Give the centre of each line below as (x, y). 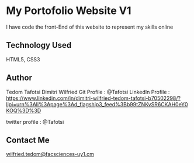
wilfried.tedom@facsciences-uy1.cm (50, 154)
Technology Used (39, 45)
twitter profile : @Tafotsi (35, 122)
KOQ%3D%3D (24, 110)
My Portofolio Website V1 (69, 11)
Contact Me (28, 140)
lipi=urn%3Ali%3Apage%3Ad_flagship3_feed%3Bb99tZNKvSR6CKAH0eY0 (97, 104)
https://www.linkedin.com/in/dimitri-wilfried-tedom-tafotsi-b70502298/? (93, 98)
